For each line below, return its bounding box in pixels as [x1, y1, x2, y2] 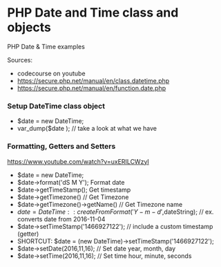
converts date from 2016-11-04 [17, 214, 106, 223]
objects [7, 19, 52, 35]
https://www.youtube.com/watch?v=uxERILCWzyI [7, 157, 150, 165]
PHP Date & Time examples [7, 42, 85, 50]
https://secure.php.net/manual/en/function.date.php [17, 84, 166, 92]
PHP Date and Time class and [7, 5, 179, 21]
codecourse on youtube [17, 69, 86, 77]
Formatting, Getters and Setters [7, 142, 116, 151]
